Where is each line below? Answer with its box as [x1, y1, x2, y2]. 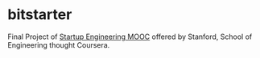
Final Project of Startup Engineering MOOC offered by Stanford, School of [7, 32, 253, 41]
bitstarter [7, 6, 72, 24]
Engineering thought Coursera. [7, 40, 110, 49]
